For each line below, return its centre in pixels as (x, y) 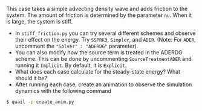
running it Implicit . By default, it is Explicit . (71, 65)
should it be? (31, 78)
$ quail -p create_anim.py (40, 102)
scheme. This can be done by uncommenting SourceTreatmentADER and (103, 59)
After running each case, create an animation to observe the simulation (103, 84)
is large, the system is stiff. (40, 21)
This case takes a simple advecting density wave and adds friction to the (97, 9)
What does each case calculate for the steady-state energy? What (97, 71)
